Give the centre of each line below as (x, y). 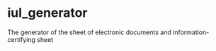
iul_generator (47, 13)
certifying (21, 39)
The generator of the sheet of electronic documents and (90, 32)
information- (191, 32)
